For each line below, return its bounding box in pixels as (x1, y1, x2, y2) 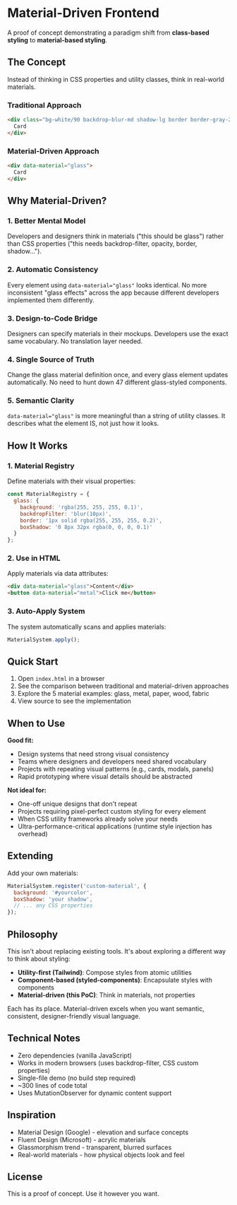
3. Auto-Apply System (7, 606, 85, 616)
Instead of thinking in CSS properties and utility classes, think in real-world (7, 75, 224, 83)
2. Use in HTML (7, 553, 61, 563)
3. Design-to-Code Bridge (7, 313, 98, 323)
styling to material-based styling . (7, 35, 108, 44)
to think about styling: (7, 955, 71, 963)
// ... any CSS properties (13, 902, 93, 909)
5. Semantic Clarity (7, 396, 75, 405)
